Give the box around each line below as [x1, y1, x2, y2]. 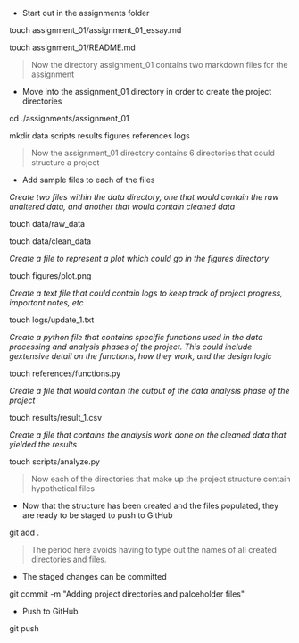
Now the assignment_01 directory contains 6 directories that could [30, 147, 275, 158]
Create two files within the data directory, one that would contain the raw [9, 192, 279, 202]
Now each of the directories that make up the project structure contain [30, 473, 292, 484]
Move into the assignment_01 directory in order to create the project [21, 87, 272, 96]
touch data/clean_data [9, 236, 92, 246]
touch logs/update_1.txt [9, 314, 95, 325]
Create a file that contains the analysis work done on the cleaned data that [9, 430, 287, 440]
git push [9, 623, 40, 633]
